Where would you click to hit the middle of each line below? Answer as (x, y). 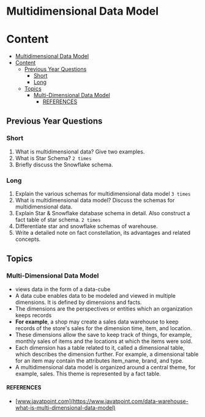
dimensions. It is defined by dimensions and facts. (78, 302)
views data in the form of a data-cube (63, 289)
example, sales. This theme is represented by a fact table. (88, 374)
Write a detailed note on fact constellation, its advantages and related (103, 233)
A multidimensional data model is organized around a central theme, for (105, 367)
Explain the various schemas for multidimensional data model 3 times (103, 194)
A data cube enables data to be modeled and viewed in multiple (95, 295)
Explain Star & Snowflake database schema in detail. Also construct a (102, 213)
